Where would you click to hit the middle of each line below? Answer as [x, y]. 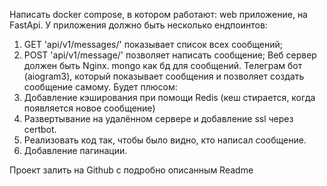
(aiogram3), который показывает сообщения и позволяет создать [164, 76]
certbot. [40, 129]
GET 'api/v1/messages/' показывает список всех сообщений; [153, 44]
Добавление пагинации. [75, 150]
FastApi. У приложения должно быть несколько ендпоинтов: [138, 25]
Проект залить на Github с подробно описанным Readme [131, 170]
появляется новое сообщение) [89, 108]
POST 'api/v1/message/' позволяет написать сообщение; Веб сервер [170, 55]
